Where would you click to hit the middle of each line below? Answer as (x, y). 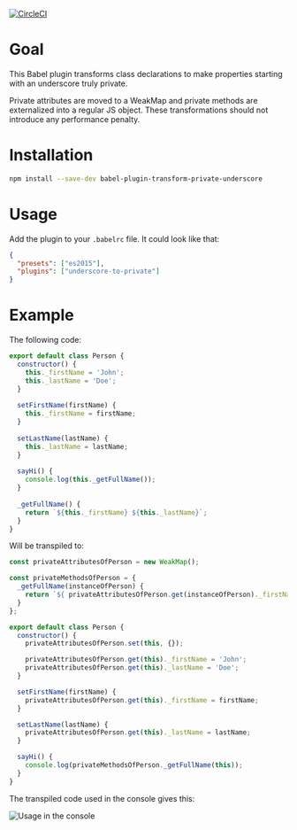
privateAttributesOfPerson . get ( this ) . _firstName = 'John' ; (136, 660)
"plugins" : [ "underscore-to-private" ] (89, 271)
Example (42, 315)
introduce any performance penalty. (75, 119)
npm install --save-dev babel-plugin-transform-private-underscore (136, 178)
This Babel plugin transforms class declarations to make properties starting (146, 74)
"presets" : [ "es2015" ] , (61, 263)
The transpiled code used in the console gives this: (102, 798)
